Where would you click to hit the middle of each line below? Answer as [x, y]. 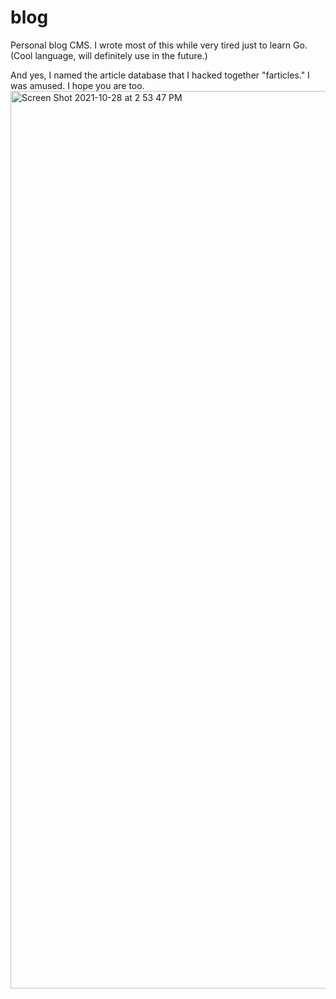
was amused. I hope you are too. [77, 85]
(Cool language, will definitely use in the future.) [109, 55]
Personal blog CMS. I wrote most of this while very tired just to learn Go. [159, 45]
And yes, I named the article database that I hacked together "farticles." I [160, 75]
